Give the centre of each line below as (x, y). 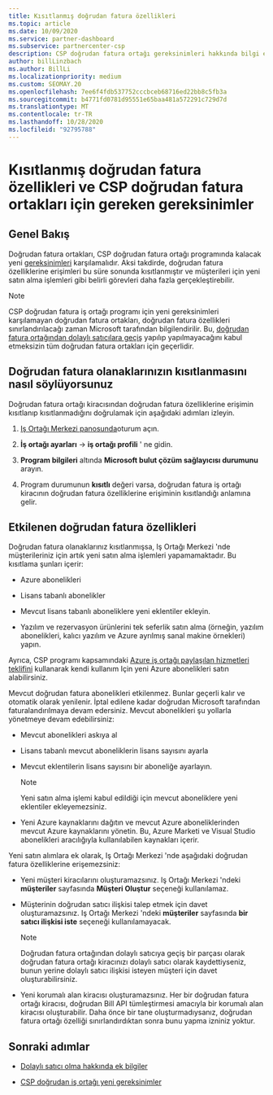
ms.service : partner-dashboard (61, 39)
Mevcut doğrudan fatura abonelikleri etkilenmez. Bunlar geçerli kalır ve (127, 694)
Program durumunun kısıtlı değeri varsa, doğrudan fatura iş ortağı (131, 484)
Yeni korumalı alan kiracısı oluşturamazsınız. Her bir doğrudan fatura (134, 995)
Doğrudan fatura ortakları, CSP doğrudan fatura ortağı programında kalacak (135, 254)
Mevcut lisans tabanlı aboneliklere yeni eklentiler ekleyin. (115, 611)
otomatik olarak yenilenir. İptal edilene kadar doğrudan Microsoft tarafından (134, 702)
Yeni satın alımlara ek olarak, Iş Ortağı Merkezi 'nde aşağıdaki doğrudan (128, 856)
